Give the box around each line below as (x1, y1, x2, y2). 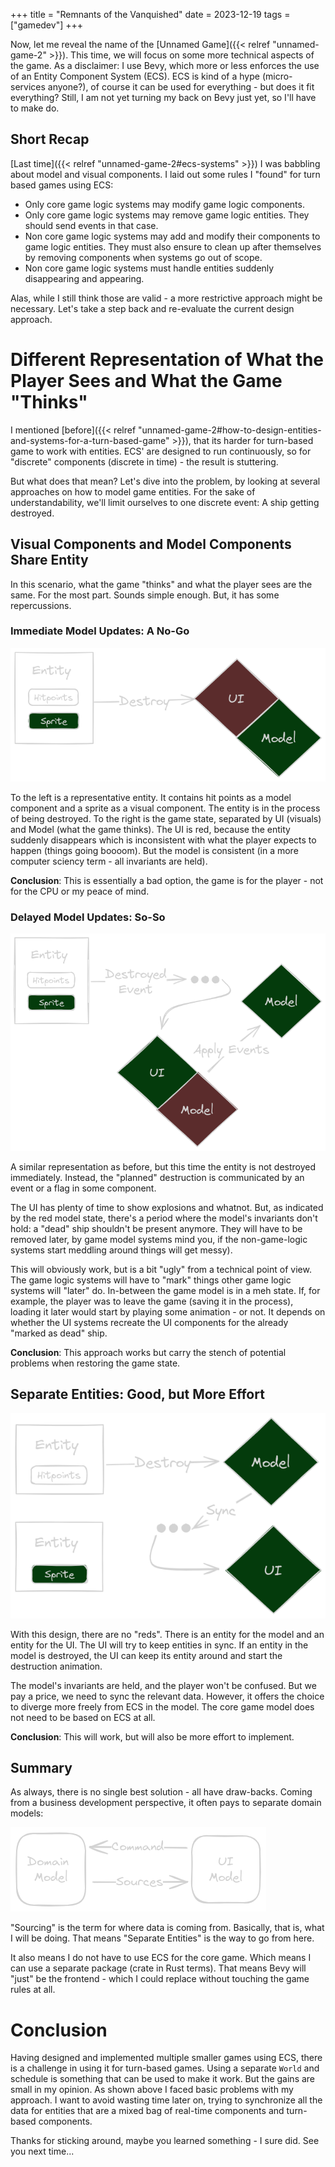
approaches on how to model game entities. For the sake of (10, 485, 256, 498)
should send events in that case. (24, 219, 159, 231)
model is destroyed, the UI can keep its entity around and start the (10, 1649, 283, 1661)
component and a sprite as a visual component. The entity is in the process (10, 802, 321, 814)
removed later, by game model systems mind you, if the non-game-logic (10, 1233, 308, 1245)
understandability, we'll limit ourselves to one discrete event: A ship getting (10, 496, 320, 508)
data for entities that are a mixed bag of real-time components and (10, 2105, 285, 2117)
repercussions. (10, 599, 72, 611)
